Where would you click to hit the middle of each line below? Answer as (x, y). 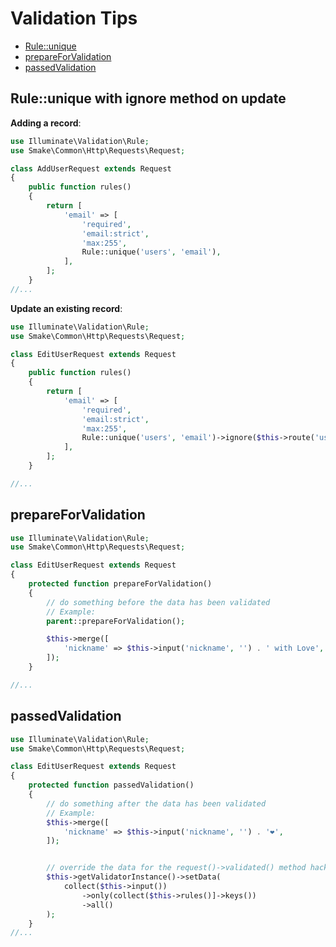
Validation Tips (74, 18)
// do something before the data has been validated (158, 602)
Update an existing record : (66, 308)
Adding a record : (46, 123)
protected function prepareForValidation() (120, 584)
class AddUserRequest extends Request (91, 168)
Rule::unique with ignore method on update (148, 98)
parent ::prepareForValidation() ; (116, 621)
